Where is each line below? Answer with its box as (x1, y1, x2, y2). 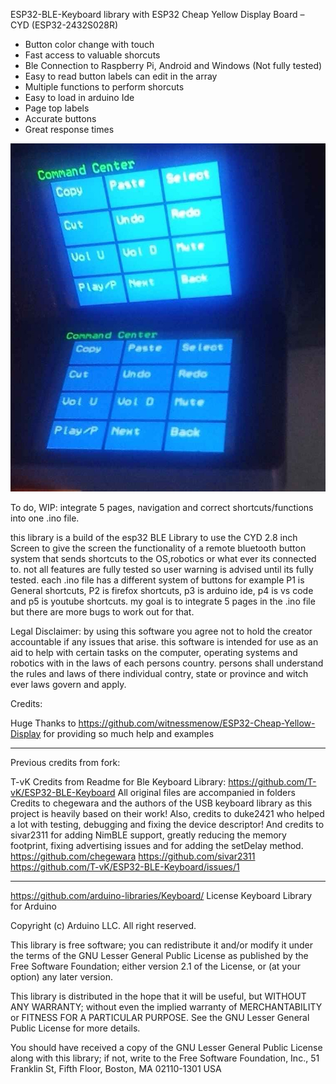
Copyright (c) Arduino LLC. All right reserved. (10, 919, 197, 931)
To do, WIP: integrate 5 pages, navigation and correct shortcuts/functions (10, 501, 314, 513)
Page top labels (24, 102, 90, 114)
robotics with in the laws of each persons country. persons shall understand (10, 657, 324, 669)
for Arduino (10, 900, 57, 912)
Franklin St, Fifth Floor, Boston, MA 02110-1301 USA (10, 1062, 222, 1074)
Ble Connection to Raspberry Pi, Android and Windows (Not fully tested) (24, 60, 323, 71)
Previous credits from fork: (10, 756, 121, 768)
